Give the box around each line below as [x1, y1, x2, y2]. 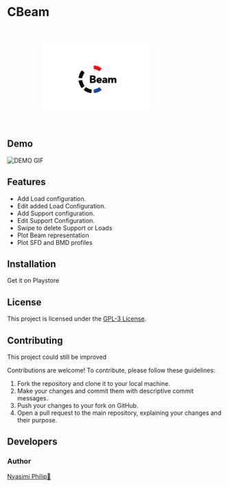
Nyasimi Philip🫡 [7, 472, 52, 480]
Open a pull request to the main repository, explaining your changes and [16, 409, 222, 417]
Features [7, 176, 46, 188]
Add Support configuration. [16, 209, 95, 217]
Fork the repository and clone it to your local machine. [16, 380, 170, 387]
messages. [16, 394, 49, 402]
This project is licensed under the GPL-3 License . [7, 314, 146, 323]
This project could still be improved [7, 353, 107, 361]
